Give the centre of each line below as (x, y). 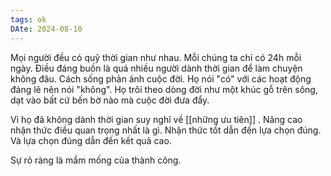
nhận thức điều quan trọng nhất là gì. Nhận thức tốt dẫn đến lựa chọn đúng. (166, 130)
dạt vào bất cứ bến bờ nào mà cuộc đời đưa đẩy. (110, 100)
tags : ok (28, 19)
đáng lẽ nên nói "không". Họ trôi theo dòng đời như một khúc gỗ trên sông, (164, 89)
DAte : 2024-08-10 (46, 29)
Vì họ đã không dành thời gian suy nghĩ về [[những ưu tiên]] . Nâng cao (156, 119)
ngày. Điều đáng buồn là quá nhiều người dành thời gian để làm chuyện (156, 68)
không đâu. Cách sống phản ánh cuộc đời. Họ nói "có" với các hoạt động (161, 78)
